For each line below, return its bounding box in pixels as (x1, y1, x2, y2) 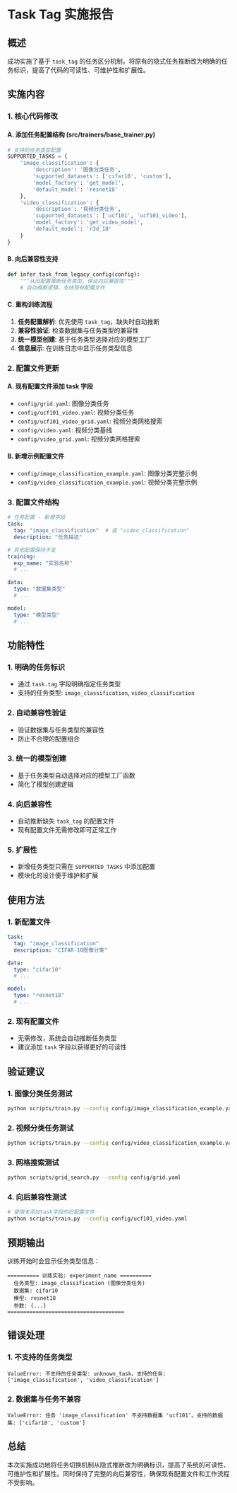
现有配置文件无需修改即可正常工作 (17, 826, 117, 834)
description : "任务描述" (13, 534, 83, 541)
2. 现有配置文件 (7, 1016, 60, 1026)
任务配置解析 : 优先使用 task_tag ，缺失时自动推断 (17, 317, 160, 325)
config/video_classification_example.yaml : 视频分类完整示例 (17, 478, 197, 486)
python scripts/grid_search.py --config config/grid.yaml (7, 1174, 181, 1182)
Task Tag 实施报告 (7, 6, 114, 23)
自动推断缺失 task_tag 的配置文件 (17, 817, 115, 825)
